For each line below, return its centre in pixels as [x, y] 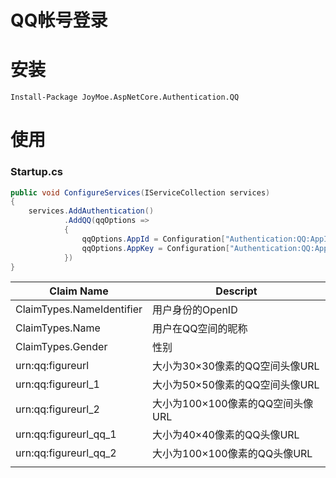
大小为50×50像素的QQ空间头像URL [236, 385]
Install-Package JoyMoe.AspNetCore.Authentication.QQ [125, 97]
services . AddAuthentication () [91, 211]
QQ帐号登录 [59, 20]
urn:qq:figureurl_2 [57, 409]
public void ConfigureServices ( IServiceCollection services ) [140, 192]
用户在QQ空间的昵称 [200, 329]
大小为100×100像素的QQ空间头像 [233, 404]
